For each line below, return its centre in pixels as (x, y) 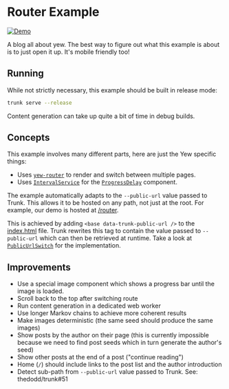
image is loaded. (40, 291)
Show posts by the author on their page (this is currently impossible (113, 335)
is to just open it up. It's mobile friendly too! (68, 52)
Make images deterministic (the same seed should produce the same (115, 321)
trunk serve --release (40, 103)
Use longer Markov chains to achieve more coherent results (102, 313)
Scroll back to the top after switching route (78, 299)
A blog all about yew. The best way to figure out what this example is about (113, 44)
